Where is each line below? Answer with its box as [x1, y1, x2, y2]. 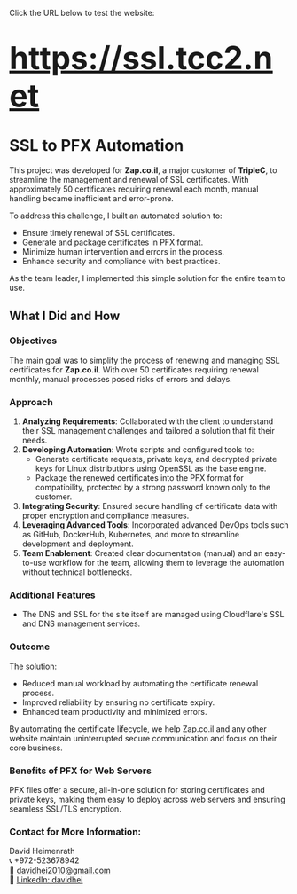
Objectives [9, 334, 58, 347]
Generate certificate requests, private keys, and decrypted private [35, 454, 277, 465]
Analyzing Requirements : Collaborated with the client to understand [21, 416, 274, 427]
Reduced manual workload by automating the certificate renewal [21, 678, 259, 688]
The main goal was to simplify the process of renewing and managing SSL [9, 355, 281, 365]
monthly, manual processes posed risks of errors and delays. [9, 373, 232, 384]
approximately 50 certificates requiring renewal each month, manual [9, 184, 259, 194]
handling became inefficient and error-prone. [9, 193, 175, 204]
